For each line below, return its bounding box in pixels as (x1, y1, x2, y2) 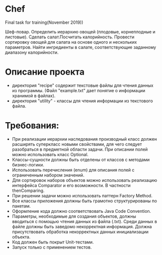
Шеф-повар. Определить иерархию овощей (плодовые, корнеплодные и (5, 29, 156, 34)
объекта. (12, 234, 30, 239)
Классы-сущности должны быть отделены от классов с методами (12, 157, 150, 162)
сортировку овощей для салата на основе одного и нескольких (5, 39, 137, 45)
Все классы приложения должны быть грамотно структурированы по (12, 198, 157, 204)
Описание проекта (5, 66, 85, 78)
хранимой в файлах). (12, 93, 56, 98)
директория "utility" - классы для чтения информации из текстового (12, 98, 153, 104)
